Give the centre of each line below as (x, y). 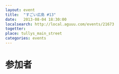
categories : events (26, 39)
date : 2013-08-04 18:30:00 (36, 19)
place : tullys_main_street (34, 33)
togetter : (16, 29)
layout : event (20, 10)
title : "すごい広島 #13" (31, 15)
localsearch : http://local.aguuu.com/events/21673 (60, 24)
